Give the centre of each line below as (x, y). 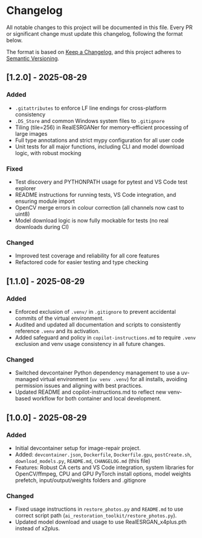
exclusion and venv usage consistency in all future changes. (90, 344)
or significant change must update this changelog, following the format (95, 33)
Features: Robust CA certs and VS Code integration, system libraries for (104, 467)
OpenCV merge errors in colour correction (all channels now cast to (99, 207)
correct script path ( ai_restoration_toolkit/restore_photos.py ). (96, 516)
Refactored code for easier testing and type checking (82, 262)
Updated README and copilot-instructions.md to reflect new (90, 392)
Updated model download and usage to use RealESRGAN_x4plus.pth (101, 522)
